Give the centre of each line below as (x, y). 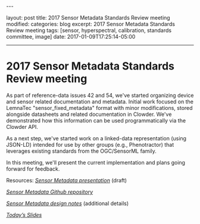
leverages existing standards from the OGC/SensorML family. (81, 151)
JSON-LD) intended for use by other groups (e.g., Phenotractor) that (90, 144)
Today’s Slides (24, 214)
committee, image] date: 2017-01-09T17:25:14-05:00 (71, 37)
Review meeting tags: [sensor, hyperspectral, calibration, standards (89, 30)
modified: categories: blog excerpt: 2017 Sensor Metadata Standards (91, 24)
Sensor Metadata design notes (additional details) (68, 203)
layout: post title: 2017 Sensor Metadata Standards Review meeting (88, 18)
